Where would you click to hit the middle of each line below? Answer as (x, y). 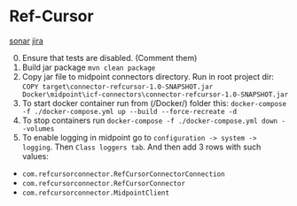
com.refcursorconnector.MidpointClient (96, 193)
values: (35, 156)
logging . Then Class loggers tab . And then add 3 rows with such (141, 147)
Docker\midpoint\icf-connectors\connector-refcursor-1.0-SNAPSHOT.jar (155, 95)
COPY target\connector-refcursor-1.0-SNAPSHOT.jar (117, 87)
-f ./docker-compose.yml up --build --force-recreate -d (129, 111)
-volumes (38, 129)
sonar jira (27, 41)
